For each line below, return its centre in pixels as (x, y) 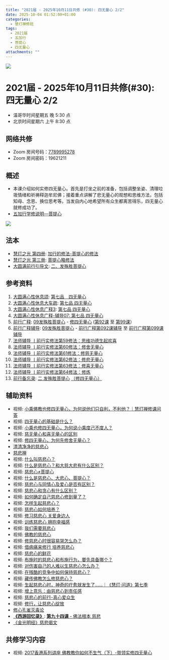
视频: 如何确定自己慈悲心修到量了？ (50, 497)
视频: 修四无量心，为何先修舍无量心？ (52, 440)
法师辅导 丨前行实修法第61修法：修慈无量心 (58, 353)
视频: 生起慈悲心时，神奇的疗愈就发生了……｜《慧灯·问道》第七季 (80, 585)
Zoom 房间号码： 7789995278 (44, 152)
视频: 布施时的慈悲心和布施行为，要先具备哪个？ (63, 559)
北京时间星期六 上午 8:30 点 (42, 122)
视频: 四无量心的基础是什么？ (43, 421)
